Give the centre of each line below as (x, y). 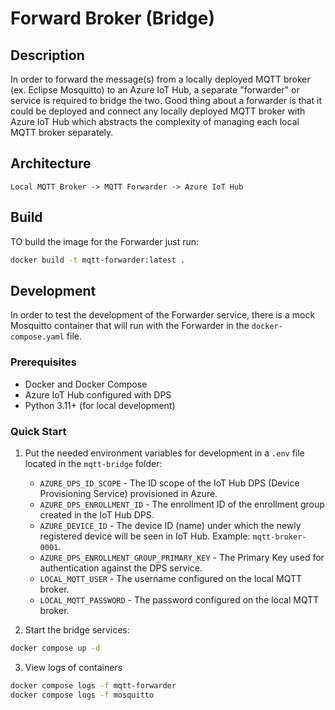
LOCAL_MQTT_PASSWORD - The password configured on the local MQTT (179, 599)
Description (47, 55)
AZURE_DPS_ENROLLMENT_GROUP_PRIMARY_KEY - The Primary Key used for (182, 557)
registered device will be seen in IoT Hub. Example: (145, 536)
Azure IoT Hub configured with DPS (98, 394)
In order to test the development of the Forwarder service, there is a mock (163, 315)
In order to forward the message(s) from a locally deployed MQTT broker (160, 79)
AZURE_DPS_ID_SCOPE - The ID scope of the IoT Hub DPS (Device (169, 483)
